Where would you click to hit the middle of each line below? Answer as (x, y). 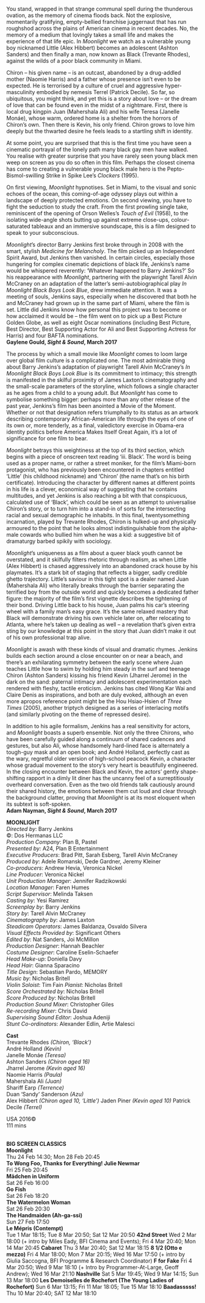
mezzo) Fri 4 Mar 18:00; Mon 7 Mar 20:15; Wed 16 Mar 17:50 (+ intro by (96, 1254)
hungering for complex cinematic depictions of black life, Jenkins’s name (98, 264)
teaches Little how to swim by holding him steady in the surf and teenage (98, 669)
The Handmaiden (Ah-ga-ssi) (45, 1215)
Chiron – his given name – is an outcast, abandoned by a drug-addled (94, 72)
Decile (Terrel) (24, 1107)
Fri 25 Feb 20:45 (27, 1170)
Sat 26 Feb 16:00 (27, 1183)
